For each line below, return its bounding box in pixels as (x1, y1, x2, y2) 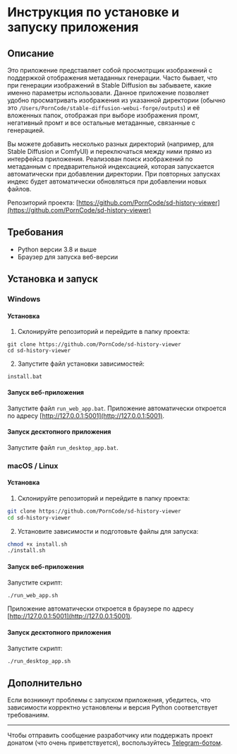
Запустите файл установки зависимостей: (17, 359, 145, 368)
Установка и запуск (7, 273, 99, 285)
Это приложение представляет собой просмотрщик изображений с (7, 66, 213, 74)
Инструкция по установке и (7, 4, 180, 20)
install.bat (7, 373, 42, 381)
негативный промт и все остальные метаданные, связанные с (7, 119, 196, 127)
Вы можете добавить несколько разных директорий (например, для (7, 140, 214, 148)
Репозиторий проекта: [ (7, 198, 79, 207)
